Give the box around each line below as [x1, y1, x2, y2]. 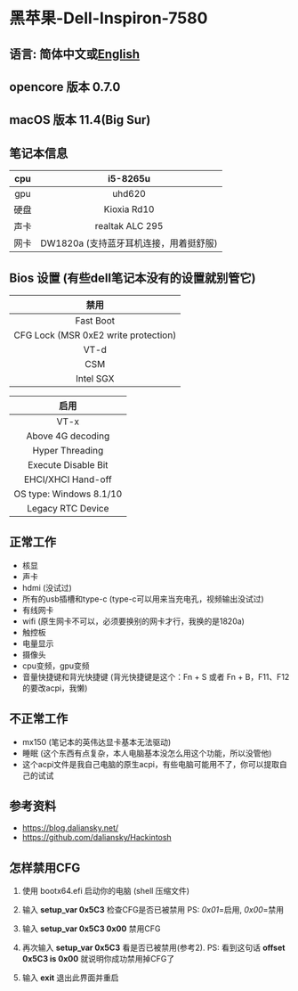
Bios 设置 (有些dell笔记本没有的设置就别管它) [9, 270, 256, 285]
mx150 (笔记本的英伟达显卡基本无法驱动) [21, 736, 172, 747]
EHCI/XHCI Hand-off [23, 473, 113, 486]
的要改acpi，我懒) [21, 683, 88, 693]
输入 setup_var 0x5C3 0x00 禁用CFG [21, 923, 161, 934]
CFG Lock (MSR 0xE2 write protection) [13, 329, 177, 341]
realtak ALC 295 [94, 220, 164, 233]
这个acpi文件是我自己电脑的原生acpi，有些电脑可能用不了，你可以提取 [21, 758, 280, 769]
